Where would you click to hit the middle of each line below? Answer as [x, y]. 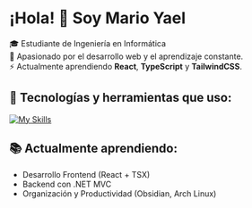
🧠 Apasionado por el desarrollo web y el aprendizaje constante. [126, 56]
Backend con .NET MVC [67, 184]
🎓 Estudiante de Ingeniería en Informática [88, 43]
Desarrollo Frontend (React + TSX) [86, 174]
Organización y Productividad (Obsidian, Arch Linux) [119, 193]
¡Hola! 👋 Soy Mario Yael [98, 18]
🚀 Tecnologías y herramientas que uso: [121, 98]
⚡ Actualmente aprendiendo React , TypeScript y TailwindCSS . [126, 66]
